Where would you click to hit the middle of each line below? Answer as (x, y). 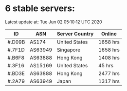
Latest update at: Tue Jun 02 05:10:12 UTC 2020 (54, 22)
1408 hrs (109, 58)
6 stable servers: (40, 8)
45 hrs (106, 65)
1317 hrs (109, 81)
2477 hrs (109, 73)
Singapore (69, 50)
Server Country (75, 33)
